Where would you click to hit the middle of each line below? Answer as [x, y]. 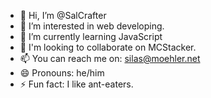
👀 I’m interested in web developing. [92, 26]
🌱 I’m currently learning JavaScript [91, 36]
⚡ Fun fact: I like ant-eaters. [76, 84]
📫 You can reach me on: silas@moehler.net [110, 58]
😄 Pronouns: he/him [62, 73]
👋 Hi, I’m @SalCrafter [63, 15]
